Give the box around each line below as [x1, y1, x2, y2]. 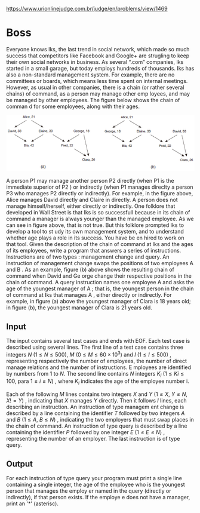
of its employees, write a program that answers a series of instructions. [6, 247, 181, 254]
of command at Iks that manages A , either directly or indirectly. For [6, 291, 172, 299]
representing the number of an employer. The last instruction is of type [6, 435, 180, 443]
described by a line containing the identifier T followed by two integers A [6, 410, 185, 417]
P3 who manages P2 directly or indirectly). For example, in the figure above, [6, 190, 193, 197]
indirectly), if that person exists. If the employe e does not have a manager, [6, 494, 190, 500]
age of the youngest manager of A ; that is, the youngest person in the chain [6, 285, 194, 292]
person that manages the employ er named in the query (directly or [6, 487, 171, 494]
